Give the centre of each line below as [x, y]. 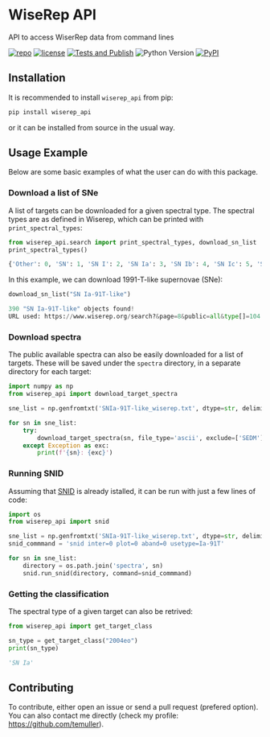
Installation [37, 78]
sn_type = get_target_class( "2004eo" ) [73, 640]
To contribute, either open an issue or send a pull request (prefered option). [133, 707]
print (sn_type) [34, 648]
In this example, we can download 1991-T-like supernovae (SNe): [116, 280]
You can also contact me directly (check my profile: [94, 716]
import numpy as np [41, 387]
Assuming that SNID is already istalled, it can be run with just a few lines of [132, 491]
